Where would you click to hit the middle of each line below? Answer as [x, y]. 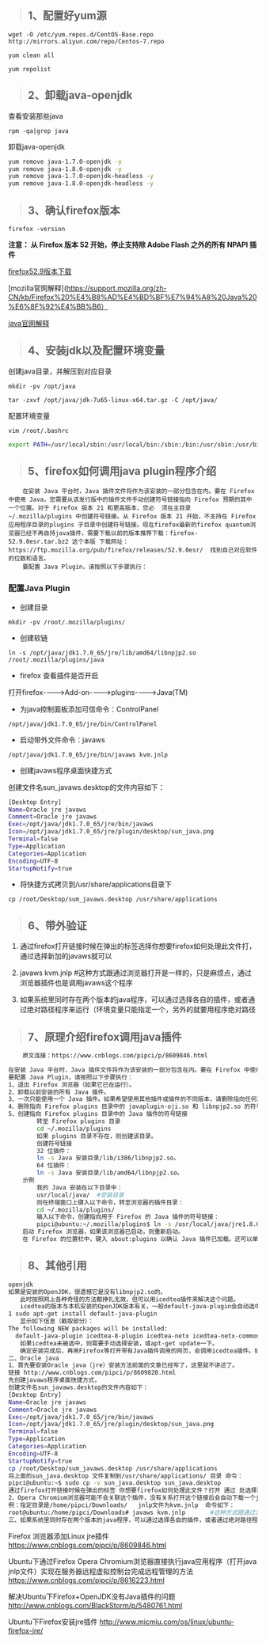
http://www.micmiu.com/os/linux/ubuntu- [167, 1622]
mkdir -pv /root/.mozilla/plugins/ [67, 622]
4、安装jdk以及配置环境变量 [96, 351]
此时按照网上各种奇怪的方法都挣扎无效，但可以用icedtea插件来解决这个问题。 [129, 1299]
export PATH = [30, 444]
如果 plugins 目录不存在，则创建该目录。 [97, 1136]
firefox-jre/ [26, 1630]
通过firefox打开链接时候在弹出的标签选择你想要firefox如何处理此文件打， [138, 947]
